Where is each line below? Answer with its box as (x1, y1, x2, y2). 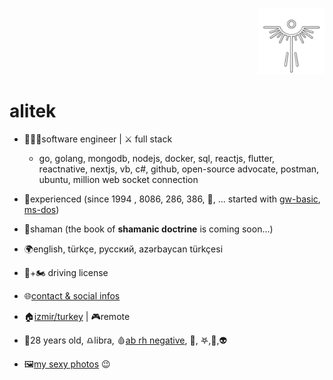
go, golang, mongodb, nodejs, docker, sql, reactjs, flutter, (38, 152, 276, 164)
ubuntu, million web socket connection (38, 173, 199, 185)
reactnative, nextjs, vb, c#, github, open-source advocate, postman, (38, 163, 320, 175)
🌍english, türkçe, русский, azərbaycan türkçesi (23, 243, 224, 255)
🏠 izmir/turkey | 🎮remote (23, 310, 131, 322)
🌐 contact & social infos (23, 289, 121, 302)
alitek (9, 100, 57, 123)
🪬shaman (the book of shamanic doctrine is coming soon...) (23, 223, 274, 235)
